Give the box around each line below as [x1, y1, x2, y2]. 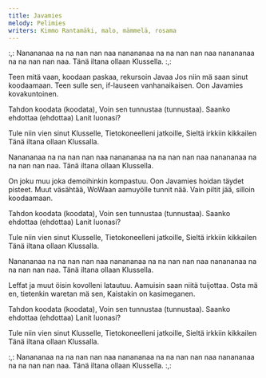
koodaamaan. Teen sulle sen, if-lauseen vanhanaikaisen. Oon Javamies [8, 81, 244, 90]
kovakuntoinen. [8, 89, 59, 99]
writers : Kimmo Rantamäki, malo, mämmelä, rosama [8, 26, 177, 34]
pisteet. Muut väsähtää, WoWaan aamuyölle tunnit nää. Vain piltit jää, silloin [8, 185, 256, 195]
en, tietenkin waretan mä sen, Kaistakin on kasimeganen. [8, 289, 196, 299]
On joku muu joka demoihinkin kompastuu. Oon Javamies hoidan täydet [8, 176, 244, 186]
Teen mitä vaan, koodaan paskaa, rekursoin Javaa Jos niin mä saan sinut [8, 73, 248, 82]
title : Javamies [8, 11, 62, 20]
